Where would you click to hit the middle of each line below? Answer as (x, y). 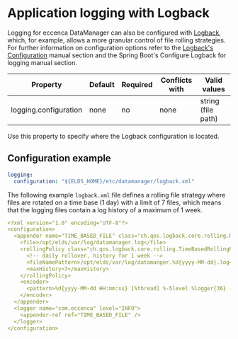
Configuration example (59, 158)
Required (137, 84)
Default (102, 84)
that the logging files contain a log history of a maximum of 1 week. (105, 209)
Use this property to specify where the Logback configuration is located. (113, 136)
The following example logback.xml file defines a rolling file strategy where (117, 195)
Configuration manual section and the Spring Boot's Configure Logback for (117, 55)
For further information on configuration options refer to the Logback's (110, 47)
